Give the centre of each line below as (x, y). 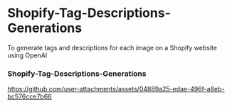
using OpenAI (27, 55)
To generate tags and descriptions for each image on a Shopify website (112, 47)
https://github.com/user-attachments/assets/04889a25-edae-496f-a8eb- (116, 89)
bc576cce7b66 (30, 96)
